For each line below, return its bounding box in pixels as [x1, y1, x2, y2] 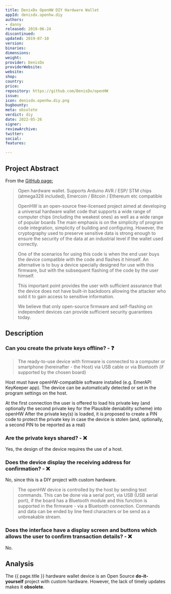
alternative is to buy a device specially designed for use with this [17, 261, 154, 268]
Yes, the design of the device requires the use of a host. [5, 446, 124, 452]
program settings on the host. [5, 390, 68, 396]
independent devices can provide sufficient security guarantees [17, 309, 153, 315]
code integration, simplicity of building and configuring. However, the [17, 225, 163, 231]
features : [5, 141, 27, 146]
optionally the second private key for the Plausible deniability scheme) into [5, 405, 162, 411]
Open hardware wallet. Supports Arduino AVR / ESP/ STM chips [17, 187, 152, 193]
